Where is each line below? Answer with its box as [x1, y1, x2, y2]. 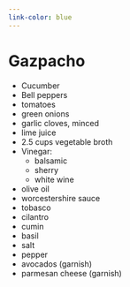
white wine [34, 174, 74, 185]
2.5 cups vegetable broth [20, 136, 113, 147]
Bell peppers [20, 89, 68, 100]
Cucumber [20, 80, 60, 91]
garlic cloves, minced [20, 117, 99, 128]
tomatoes [20, 99, 57, 110]
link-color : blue [8, 12, 73, 22]
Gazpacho [8, 50, 86, 71]
